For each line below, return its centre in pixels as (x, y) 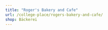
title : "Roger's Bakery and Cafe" (42, 10)
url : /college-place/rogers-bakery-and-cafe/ (54, 15)
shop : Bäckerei (21, 19)
